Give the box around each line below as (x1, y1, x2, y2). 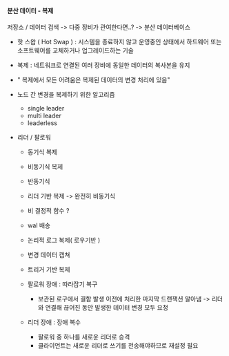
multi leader (27, 111, 62, 120)
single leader (27, 104, 65, 113)
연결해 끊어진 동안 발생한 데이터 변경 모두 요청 (45, 303, 169, 312)
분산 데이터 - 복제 (7, 6, 54, 15)
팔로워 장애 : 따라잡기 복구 (27, 280, 98, 288)
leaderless (27, 119, 57, 127)
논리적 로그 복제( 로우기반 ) (27, 236, 101, 245)
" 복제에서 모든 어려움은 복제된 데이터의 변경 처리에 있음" (17, 76, 170, 84)
